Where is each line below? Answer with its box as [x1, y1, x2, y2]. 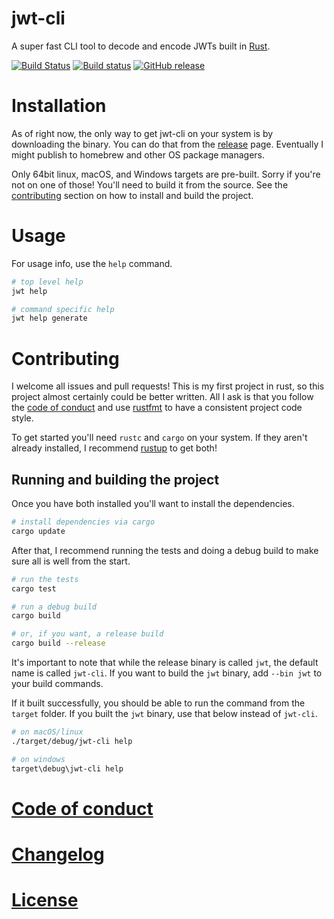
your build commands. [11, 678, 104, 690]
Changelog [11, 843, 105, 866]
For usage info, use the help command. [11, 257, 173, 269]
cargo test [11, 583, 57, 594]
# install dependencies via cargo [11, 517, 156, 527]
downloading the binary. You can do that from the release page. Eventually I [11, 138, 324, 150]
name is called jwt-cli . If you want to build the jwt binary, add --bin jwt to [11, 667, 323, 679]
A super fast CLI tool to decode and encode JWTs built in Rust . [11, 40, 271, 52]
